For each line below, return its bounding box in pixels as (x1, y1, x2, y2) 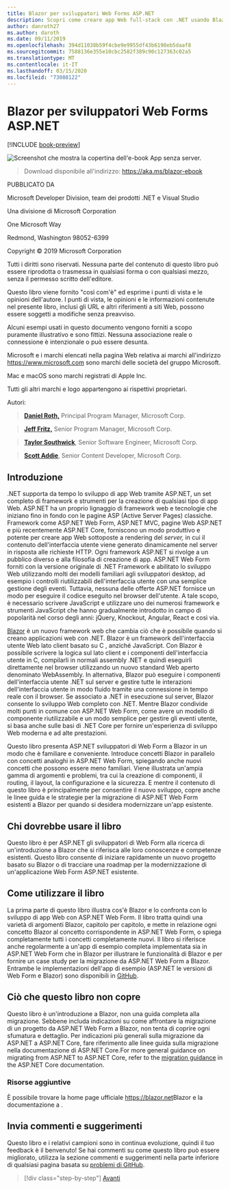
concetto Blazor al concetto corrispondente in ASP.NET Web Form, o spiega (7, 928, 222, 936)
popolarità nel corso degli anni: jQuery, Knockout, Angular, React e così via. (7, 613, 220, 622)
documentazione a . (7, 1100, 64, 1109)
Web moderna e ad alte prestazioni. (7, 729, 108, 738)
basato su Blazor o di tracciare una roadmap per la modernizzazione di (7, 860, 207, 869)
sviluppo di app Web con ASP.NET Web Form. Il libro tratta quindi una (7, 913, 203, 921)
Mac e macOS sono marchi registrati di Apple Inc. (7, 372, 147, 380)
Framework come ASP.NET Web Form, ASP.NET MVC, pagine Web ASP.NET (7, 519, 222, 527)
